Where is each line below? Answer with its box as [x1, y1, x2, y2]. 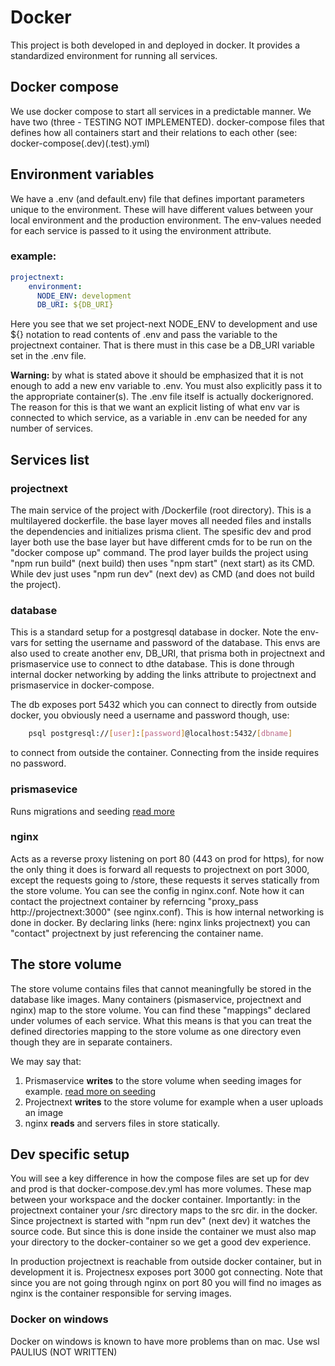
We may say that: [10, 1055, 82, 1067]
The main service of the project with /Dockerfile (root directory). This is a [10, 504, 312, 516]
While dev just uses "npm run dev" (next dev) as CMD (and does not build [10, 568, 315, 580]
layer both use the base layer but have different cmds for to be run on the [10, 536, 313, 548]
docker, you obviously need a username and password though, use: [10, 709, 290, 721]
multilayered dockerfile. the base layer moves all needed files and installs [10, 515, 312, 527]
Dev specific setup [10, 1146, 130, 1163]
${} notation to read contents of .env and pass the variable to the [10, 329, 278, 341]
